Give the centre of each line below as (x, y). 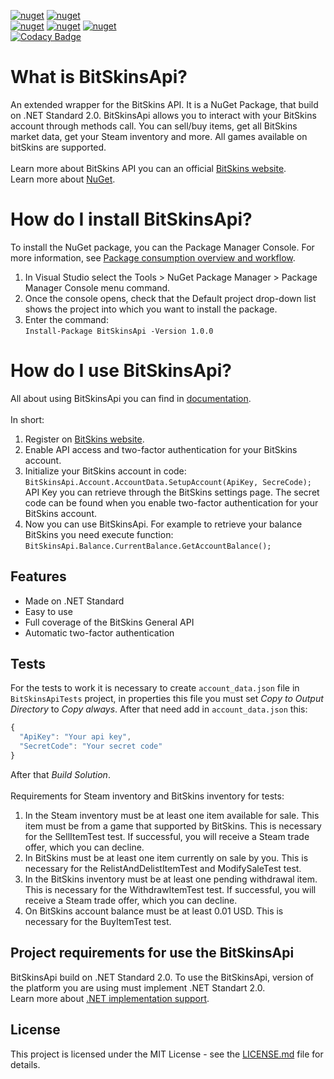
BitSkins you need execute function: (99, 534)
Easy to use (48, 611)
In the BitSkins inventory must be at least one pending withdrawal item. (171, 879)
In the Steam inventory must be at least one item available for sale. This (172, 815)
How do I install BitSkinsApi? (131, 219)
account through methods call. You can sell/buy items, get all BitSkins (154, 126)
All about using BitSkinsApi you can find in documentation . (131, 398)
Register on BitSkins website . (84, 439)
